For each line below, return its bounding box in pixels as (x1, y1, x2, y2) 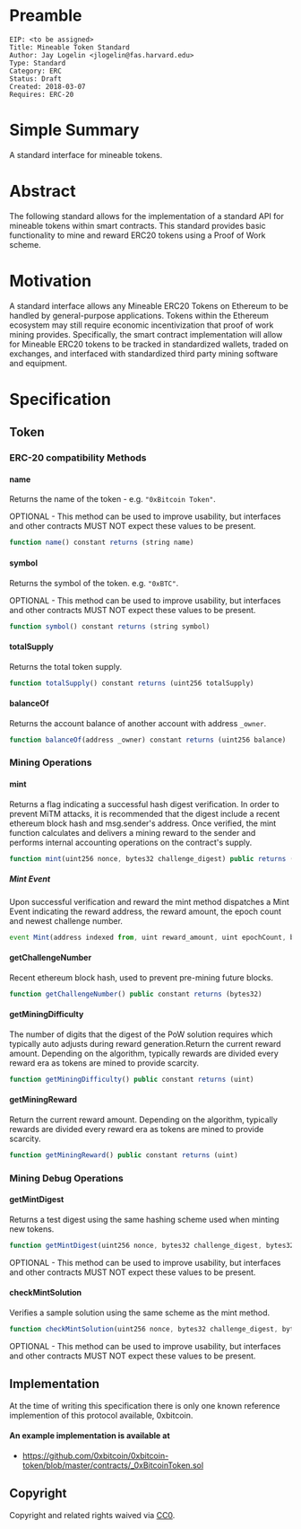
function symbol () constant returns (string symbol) (9, 621, 211, 631)
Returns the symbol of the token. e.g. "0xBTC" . (9, 577, 179, 588)
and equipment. (9, 357, 67, 368)
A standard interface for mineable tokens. (9, 149, 163, 160)
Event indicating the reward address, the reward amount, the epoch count (9, 906, 282, 917)
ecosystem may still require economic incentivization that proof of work (9, 320, 274, 330)
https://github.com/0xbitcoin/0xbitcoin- (21, 1450, 169, 1461)
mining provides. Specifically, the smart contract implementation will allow (9, 329, 283, 339)
